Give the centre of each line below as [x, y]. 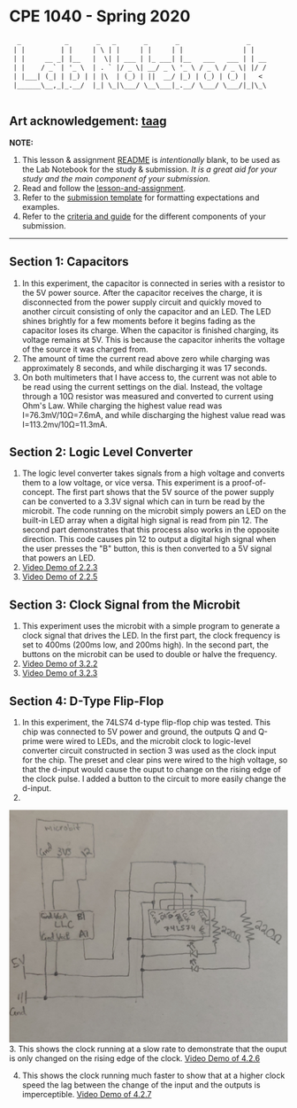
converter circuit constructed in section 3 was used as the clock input [149, 751]
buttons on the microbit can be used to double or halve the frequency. [149, 655]
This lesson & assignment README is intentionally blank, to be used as [151, 159]
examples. [41, 206]
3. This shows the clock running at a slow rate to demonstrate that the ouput [148, 1049]
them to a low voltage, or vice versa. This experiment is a [126, 483]
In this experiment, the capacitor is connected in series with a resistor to [153, 283]
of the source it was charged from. [85, 349]
